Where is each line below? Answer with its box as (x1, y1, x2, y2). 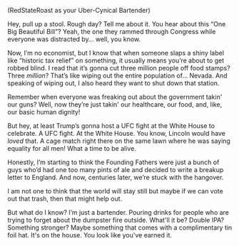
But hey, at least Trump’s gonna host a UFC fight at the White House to (7, 122, 215, 130)
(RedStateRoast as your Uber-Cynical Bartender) (7, 6, 151, 14)
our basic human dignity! (7, 108, 81, 116)
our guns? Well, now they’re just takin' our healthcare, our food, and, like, (7, 100, 223, 109)
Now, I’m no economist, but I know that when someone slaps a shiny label (7, 49, 225, 57)
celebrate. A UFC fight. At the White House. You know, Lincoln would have (7, 129, 226, 137)
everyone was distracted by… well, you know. (7, 35, 141, 43)
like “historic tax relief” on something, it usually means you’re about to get (7, 56, 225, 65)
